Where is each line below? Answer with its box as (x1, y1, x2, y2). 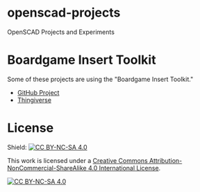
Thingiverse (17, 96, 52, 104)
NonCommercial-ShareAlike (7, 164, 87, 172)
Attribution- (149, 156, 183, 164)
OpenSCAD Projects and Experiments (7, 28, 115, 36)
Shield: (7, 143, 27, 151)
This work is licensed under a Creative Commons (7, 156, 148, 164)
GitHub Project (17, 88, 60, 96)
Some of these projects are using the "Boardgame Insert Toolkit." (7, 75, 194, 83)
